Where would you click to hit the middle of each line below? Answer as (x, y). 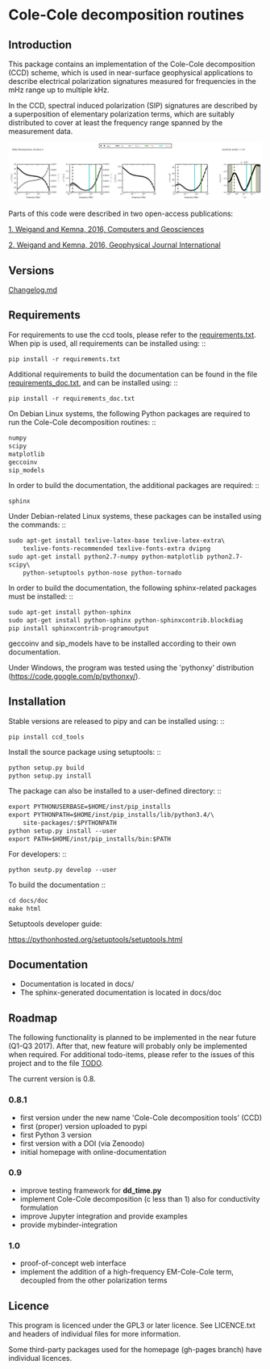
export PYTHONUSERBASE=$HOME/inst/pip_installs (90, 807)
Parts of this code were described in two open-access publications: (121, 214)
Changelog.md (33, 289)
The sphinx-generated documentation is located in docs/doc (120, 992)
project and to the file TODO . (56, 1064)
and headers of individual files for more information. (95, 1333)
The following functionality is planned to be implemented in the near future (132, 1038)
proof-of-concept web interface (73, 1263)
